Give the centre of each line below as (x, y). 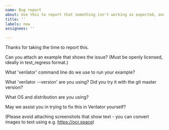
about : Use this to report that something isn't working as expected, (81, 15)
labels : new (18, 24)
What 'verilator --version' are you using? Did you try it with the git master (81, 82)
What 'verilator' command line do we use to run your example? (70, 72)
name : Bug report (23, 10)
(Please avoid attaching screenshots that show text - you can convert (77, 117)
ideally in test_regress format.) (37, 62)
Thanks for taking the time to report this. (47, 47)
